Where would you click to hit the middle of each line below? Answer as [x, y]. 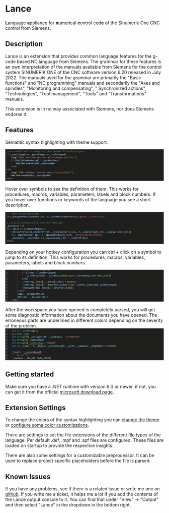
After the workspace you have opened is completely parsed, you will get [80, 309]
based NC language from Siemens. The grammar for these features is [89, 62]
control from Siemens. [28, 28]
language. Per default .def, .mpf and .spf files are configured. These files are [84, 440]
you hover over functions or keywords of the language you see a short [78, 200]
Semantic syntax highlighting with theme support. [57, 142]
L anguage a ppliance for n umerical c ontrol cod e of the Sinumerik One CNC [82, 23]
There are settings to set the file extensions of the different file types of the [83, 435]
